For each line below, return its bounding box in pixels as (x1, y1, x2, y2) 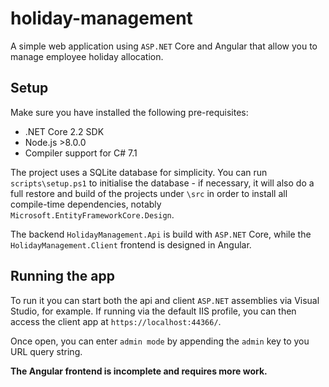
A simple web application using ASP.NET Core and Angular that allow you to (10, 40, 318, 52)
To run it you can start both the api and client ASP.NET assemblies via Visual (10, 294, 320, 306)
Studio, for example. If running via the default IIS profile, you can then (10, 305, 297, 317)
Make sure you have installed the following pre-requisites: (10, 106, 249, 118)
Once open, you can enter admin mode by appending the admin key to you (10, 335, 310, 347)
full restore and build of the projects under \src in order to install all (10, 187, 288, 199)
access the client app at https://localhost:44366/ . (10, 315, 222, 327)
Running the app (10, 268, 115, 285)
